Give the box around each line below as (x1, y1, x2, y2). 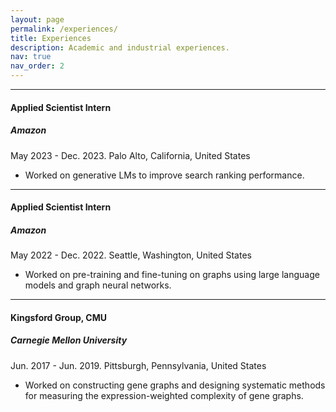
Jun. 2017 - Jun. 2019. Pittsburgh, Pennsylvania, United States (10, 359, 267, 371)
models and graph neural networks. (24, 279, 172, 291)
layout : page (10, 14, 65, 25)
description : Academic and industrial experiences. (10, 42, 230, 53)
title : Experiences (10, 33, 92, 43)
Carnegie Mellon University (10, 334, 128, 346)
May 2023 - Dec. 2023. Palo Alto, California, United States (10, 149, 251, 161)
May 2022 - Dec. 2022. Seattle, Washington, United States (10, 249, 252, 261)
